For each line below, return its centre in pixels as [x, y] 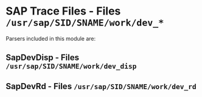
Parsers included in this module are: [51, 38]
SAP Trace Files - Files [63, 11]
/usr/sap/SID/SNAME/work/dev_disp [71, 66]
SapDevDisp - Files [43, 58]
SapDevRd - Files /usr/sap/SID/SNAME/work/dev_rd [101, 86]
